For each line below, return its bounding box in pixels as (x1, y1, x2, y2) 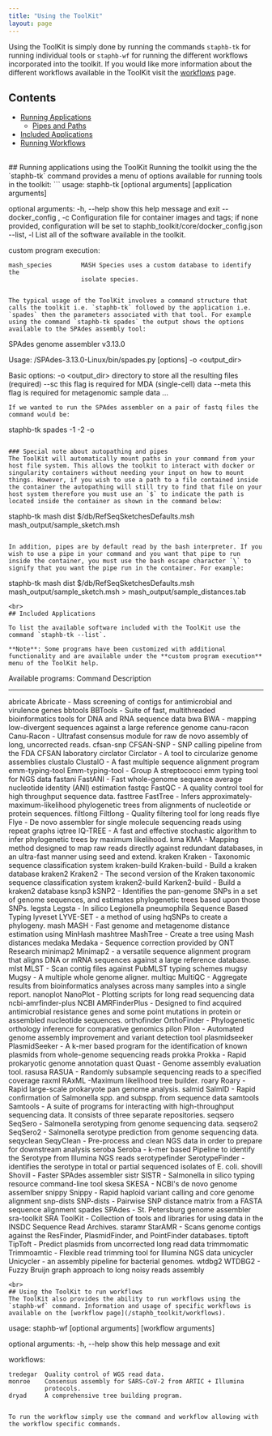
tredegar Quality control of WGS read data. (8, 1370, 164, 1378)
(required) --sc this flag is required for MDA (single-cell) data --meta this (8, 379, 252, 389)
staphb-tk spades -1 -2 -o (8, 425, 95, 434)
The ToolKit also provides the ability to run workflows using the (8, 1295, 241, 1303)
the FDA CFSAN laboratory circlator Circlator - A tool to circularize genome (8, 749, 258, 759)
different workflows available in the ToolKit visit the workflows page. (8, 67, 236, 77)
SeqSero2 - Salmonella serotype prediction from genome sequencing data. (8, 1127, 259, 1137)
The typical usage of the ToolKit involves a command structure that (8, 297, 249, 305)
